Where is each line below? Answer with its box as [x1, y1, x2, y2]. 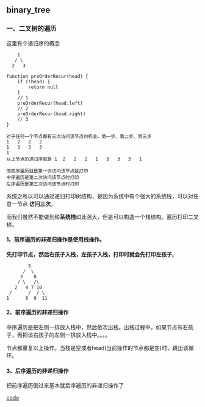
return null [28, 84, 59, 90]
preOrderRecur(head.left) [17, 100, 84, 106]
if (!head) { [17, 78, 51, 85]
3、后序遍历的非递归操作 [6, 367, 69, 375]
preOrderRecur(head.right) [17, 110, 86, 117]
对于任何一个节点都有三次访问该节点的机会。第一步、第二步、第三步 [6, 133, 152, 140]
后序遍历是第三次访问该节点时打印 [6, 181, 79, 187]
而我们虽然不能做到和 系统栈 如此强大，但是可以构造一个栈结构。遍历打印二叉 [6, 213, 199, 220]
